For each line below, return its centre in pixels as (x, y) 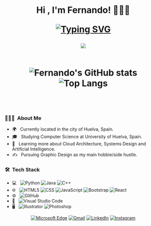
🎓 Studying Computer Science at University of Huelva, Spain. (77, 137)
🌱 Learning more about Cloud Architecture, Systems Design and (79, 144)
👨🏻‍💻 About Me (23, 118)
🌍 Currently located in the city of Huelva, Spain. (63, 129)
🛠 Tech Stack (22, 170)
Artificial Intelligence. (34, 149)
